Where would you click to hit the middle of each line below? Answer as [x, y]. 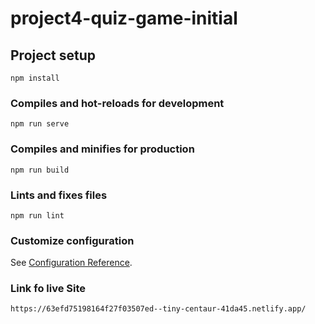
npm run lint [37, 215]
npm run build [40, 170]
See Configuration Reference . [71, 263]
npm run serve [40, 124]
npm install [35, 78]
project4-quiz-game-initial [124, 18]
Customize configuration [72, 240]
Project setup [53, 55]
